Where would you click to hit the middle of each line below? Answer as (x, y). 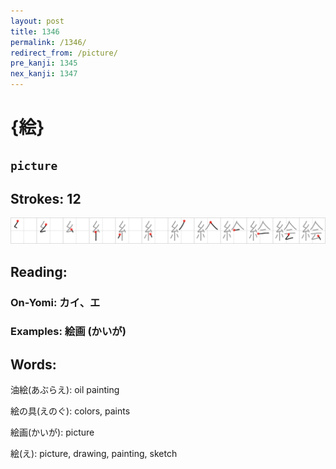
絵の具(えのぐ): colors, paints (70, 411)
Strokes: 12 (46, 198)
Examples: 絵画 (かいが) (68, 332)
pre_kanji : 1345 (44, 63)
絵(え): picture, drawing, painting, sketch (94, 454)
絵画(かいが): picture (52, 432)
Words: (33, 364)
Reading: (39, 271)
